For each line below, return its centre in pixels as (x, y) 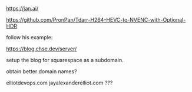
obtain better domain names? (42, 71)
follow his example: (29, 37)
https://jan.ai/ (22, 8)
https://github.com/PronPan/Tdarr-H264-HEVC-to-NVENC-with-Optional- (96, 20)
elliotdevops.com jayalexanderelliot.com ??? (59, 83)
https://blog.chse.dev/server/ (42, 49)
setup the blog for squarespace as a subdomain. (65, 60)
